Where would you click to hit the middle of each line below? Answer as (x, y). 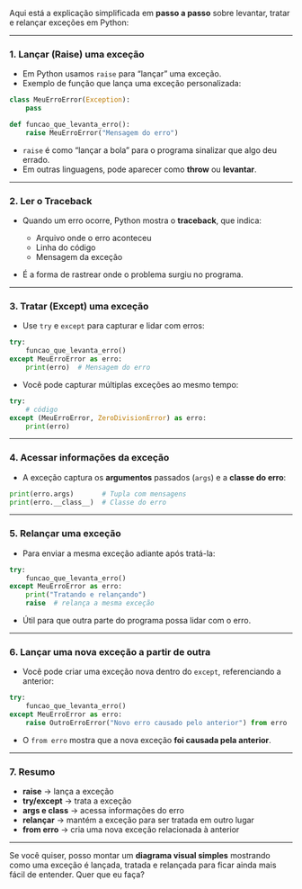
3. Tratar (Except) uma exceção (79, 307)
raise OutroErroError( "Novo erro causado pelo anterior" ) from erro (156, 723)
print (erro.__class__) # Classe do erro (88, 502)
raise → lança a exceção (68, 792)
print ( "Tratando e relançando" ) (86, 595)
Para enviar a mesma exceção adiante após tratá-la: (119, 553)
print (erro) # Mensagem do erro (88, 368)
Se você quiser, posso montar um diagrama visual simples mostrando (140, 856)
